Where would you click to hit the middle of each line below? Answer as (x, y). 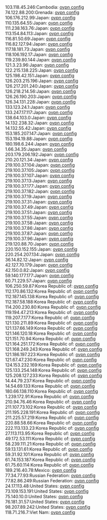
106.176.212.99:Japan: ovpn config (40, 18)
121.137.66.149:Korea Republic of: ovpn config (51, 328)
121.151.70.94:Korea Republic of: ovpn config (50, 338)
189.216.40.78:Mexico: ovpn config (41, 470)
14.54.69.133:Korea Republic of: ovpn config (50, 386)
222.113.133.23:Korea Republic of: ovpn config (52, 428)
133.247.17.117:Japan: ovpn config (39, 112)
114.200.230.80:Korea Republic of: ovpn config (53, 307)
